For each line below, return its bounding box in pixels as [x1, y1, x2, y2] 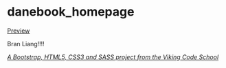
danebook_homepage [7, 4, 135, 20]
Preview [7, 27, 30, 35]
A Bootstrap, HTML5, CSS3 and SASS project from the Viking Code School [7, 52, 219, 61]
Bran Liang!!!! [7, 39, 45, 48]
